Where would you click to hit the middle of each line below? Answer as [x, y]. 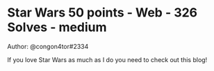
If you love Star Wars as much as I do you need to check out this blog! [107, 59]
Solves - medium [57, 27]
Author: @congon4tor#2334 [48, 46]
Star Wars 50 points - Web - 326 [102, 13]
